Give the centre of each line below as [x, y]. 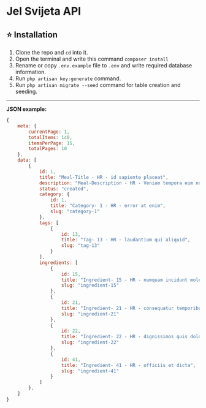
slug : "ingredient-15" [90, 285]
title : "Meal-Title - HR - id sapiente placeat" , [104, 177]
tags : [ [49, 223]
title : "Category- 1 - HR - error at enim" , [108, 206]
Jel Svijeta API [44, 11]
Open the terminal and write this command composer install [92, 59]
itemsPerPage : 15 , [52, 143]
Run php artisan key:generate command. [68, 78]
